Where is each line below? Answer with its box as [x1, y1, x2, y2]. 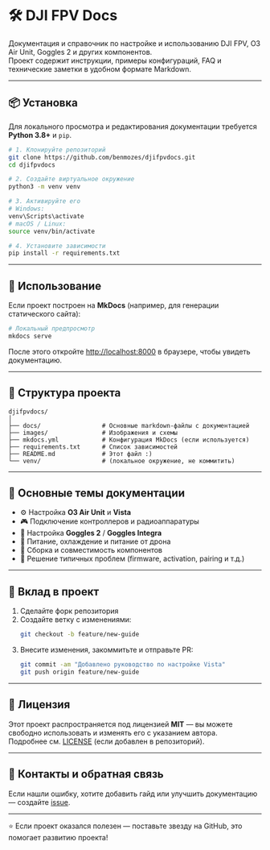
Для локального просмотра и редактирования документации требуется [8, 122, 257, 131]
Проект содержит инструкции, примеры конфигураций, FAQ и [8, 56, 223, 65]
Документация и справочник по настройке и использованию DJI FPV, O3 [8, 38, 261, 48]
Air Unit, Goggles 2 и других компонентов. [8, 47, 153, 56]
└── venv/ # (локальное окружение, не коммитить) [8, 457, 235, 465]
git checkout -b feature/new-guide [19, 630, 140, 639]
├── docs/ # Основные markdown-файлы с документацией [8, 421, 250, 429]
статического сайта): [8, 309, 81, 319]
